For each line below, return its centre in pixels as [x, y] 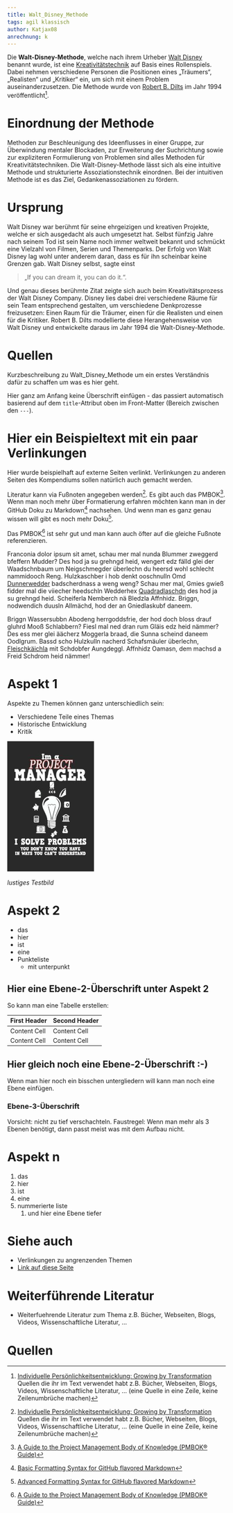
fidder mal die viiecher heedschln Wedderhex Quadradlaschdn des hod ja [112, 591]
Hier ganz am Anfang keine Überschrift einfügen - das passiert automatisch [115, 395]
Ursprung [35, 208]
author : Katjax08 [32, 29]
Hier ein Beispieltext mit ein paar [103, 438]
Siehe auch [40, 1241]
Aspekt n [34, 1157]
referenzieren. [27, 541]
